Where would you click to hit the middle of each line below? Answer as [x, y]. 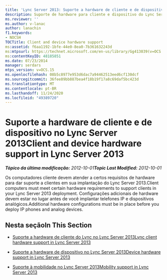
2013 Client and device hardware [73, 144]
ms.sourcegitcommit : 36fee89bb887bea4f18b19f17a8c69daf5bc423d [72, 79]
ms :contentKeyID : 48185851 [33, 56]
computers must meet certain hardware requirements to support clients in [81, 188]
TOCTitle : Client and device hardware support [54, 42]
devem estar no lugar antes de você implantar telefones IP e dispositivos [80, 199]
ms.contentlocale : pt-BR [31, 88]
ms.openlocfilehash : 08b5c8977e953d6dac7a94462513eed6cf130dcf [72, 75]
